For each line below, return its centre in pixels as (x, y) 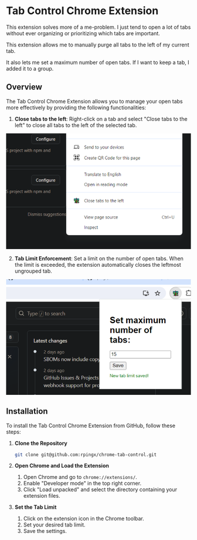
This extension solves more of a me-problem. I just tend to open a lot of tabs (98, 27)
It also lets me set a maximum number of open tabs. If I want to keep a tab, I (98, 62)
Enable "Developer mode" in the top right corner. (82, 484)
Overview (24, 87)
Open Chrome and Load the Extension (62, 466)
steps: (13, 432)
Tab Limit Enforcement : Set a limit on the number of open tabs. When (99, 258)
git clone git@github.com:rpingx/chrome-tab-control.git (86, 455)
